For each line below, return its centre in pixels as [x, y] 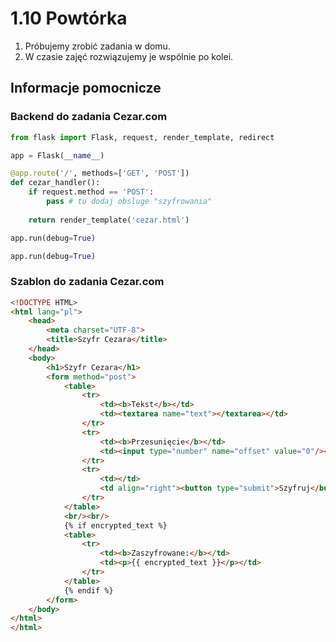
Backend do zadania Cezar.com [89, 117]
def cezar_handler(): [55, 183]
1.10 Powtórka [69, 18]
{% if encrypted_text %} [115, 525]
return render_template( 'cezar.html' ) [109, 220]
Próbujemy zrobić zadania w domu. [97, 46]
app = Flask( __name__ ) [57, 155]
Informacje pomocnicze [86, 88]
